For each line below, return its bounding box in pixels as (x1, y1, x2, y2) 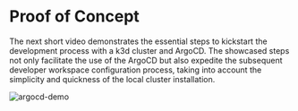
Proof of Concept (9, 6, 140, 27)
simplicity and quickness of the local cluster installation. (9, 73, 216, 84)
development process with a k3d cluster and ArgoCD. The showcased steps (9, 45, 290, 55)
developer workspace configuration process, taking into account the (9, 64, 262, 75)
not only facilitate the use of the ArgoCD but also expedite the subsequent (9, 55, 283, 65)
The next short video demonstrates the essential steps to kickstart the (9, 36, 268, 47)
